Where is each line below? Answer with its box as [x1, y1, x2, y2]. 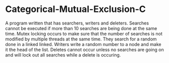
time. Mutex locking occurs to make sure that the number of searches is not [5, 30, 163, 36]
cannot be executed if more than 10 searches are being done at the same [5, 25, 157, 31]
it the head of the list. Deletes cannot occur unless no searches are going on [5, 46, 164, 52]
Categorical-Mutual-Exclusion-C [5, 3, 146, 15]
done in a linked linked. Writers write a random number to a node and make [5, 41, 161, 47]
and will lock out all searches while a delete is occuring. [5, 51, 121, 58]
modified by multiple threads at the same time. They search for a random [5, 36, 157, 42]
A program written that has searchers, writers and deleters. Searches [5, 20, 149, 26]
